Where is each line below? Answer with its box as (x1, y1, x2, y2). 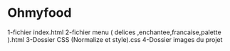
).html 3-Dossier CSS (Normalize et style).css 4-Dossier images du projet (7, 35, 223, 43)
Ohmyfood (7, 5, 72, 21)
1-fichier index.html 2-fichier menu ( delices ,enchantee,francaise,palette (7, 28, 222, 36)
